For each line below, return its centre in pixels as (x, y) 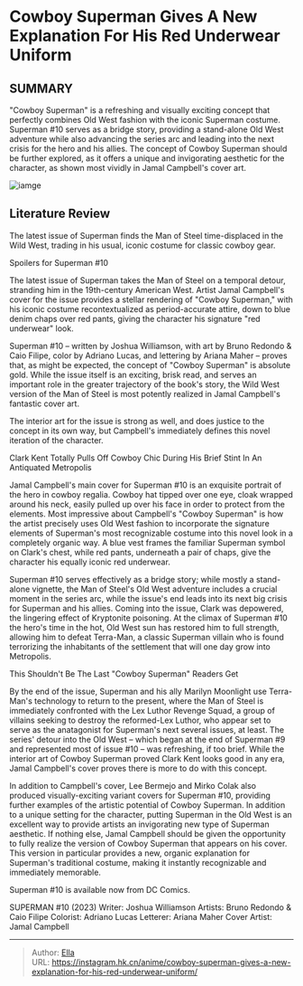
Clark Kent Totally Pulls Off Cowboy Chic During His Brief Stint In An (136, 458)
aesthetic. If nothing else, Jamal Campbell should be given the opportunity (148, 833)
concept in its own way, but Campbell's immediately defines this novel (140, 431)
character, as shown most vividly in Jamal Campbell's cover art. (128, 168)
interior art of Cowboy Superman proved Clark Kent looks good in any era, (147, 758)
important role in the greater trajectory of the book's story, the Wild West (145, 384)
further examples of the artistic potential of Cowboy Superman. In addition (147, 805)
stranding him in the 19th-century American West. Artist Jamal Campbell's (147, 289)
